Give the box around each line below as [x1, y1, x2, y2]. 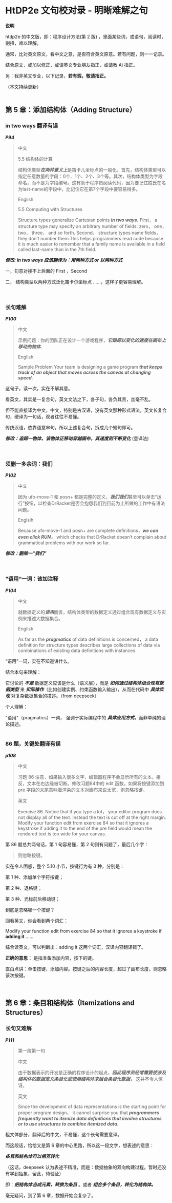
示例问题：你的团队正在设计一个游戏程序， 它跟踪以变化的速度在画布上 [17, 337, 166, 343]
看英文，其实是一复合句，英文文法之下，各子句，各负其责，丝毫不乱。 [5, 396, 154, 402]
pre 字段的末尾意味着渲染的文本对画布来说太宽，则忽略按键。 [17, 787, 147, 793]
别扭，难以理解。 [5, 40, 41, 46]
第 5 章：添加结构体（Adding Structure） [5, 106, 137, 114]
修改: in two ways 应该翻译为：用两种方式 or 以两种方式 [5, 257, 123, 263]
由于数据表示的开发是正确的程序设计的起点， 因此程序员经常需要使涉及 [17, 1069, 166, 1076]
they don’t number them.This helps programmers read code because [17, 235, 164, 241]
